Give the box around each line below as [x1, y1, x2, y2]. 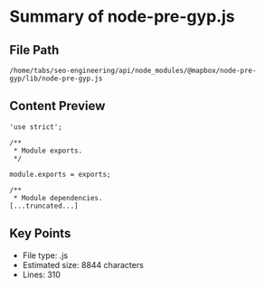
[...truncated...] [9, 201, 79, 210]
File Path [9, 42, 60, 58]
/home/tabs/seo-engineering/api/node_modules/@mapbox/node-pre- [9, 66, 257, 75]
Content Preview [9, 98, 106, 114]
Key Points [9, 226, 71, 241]
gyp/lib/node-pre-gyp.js [9, 74, 103, 83]
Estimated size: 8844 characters [22, 259, 145, 270]
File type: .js [22, 250, 69, 261]
